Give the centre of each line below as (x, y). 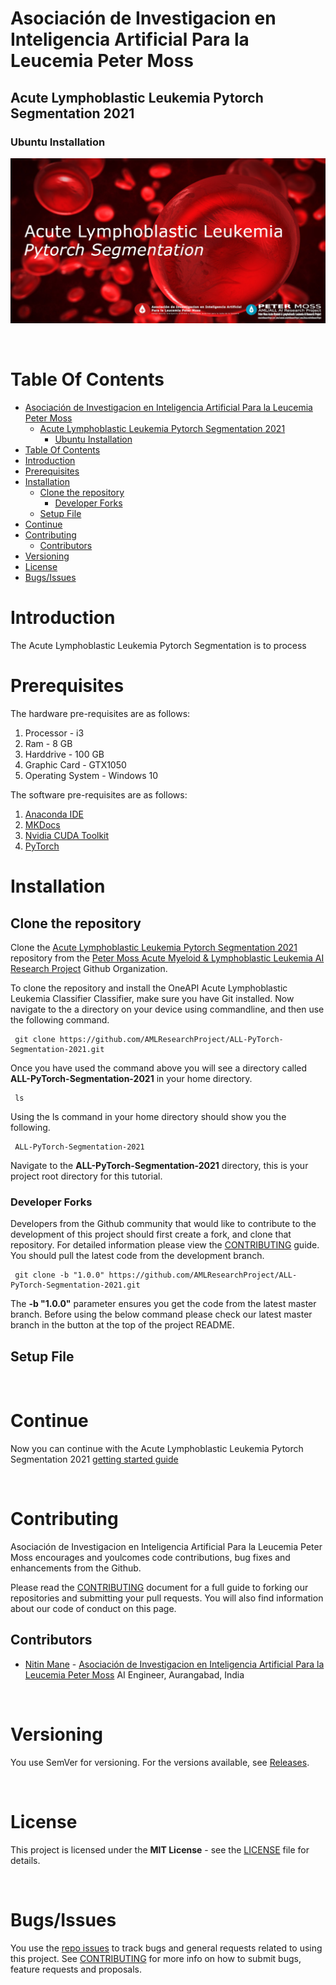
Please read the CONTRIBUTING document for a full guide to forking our (159, 1587)
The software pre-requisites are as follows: (99, 794)
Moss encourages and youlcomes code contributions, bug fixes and (150, 1557)
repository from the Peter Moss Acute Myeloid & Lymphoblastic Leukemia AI (167, 958)
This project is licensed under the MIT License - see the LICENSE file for (160, 1849)
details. (25, 1860)
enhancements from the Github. (76, 1568)
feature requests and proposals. (76, 1969)
